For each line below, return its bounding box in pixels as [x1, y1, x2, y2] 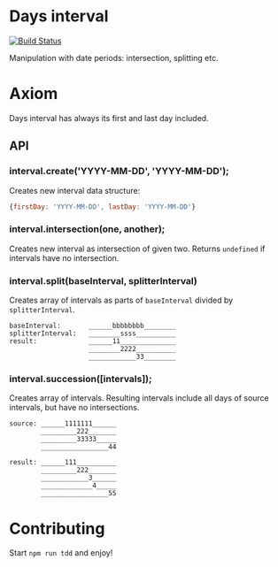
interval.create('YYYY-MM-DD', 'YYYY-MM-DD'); [9, 165, 229, 178]
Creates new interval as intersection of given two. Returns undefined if [9, 243, 266, 254]
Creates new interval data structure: [9, 185, 141, 195]
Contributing [9, 518, 105, 539]
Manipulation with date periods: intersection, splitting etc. [9, 52, 219, 63]
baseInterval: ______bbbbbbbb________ [9, 321, 176, 331]
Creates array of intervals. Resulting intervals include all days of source [9, 393, 270, 403]
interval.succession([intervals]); [9, 372, 152, 385]
